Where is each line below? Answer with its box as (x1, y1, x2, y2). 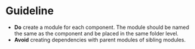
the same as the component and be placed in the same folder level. (14, 30, 179, 37)
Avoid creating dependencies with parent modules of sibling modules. (14, 36, 186, 43)
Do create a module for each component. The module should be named (14, 24, 190, 31)
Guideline (5, 4, 54, 18)
